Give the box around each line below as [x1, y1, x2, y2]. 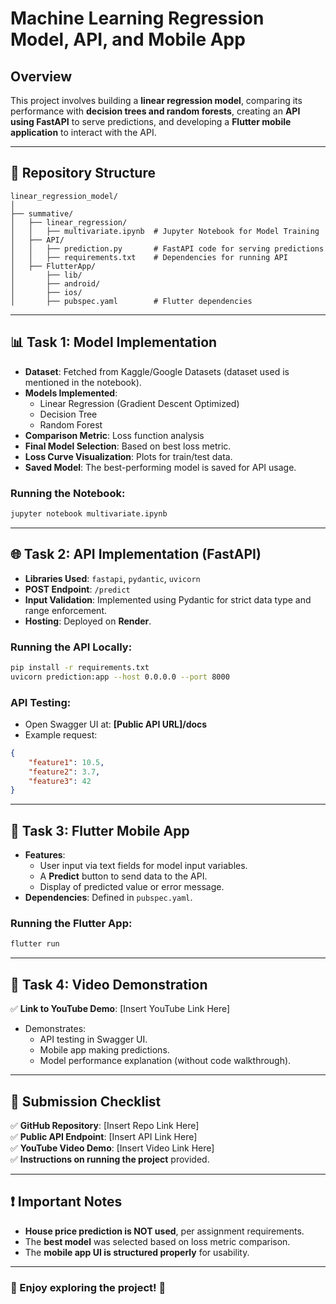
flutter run [10, 939, 60, 949]
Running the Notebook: [10, 486, 126, 500]
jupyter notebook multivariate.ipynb [10, 508, 168, 519]
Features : [24, 849, 66, 861]
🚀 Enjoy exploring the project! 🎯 [10, 1280, 167, 1294]
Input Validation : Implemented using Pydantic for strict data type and [24, 593, 312, 606]
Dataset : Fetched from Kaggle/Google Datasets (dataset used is [24, 365, 290, 377]
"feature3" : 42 [28, 776, 92, 786]
